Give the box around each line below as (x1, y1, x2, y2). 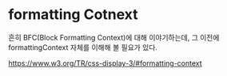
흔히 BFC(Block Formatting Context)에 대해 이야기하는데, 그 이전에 (8, 32, 220, 42)
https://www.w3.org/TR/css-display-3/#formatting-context (8, 58, 202, 68)
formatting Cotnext (8, 6, 138, 24)
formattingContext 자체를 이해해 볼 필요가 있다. (8, 42, 158, 52)
